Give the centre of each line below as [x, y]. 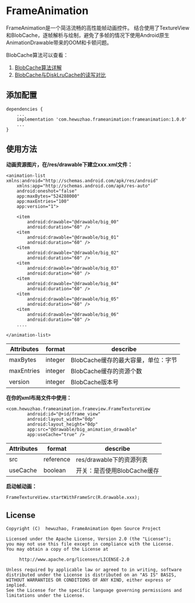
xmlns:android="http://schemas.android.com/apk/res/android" [82, 180]
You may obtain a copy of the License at [57, 550]
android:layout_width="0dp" [61, 419]
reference [57, 459]
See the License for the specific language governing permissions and [94, 591]
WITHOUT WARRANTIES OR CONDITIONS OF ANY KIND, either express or [89, 580]
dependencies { [25, 109]
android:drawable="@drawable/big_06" [73, 314]
